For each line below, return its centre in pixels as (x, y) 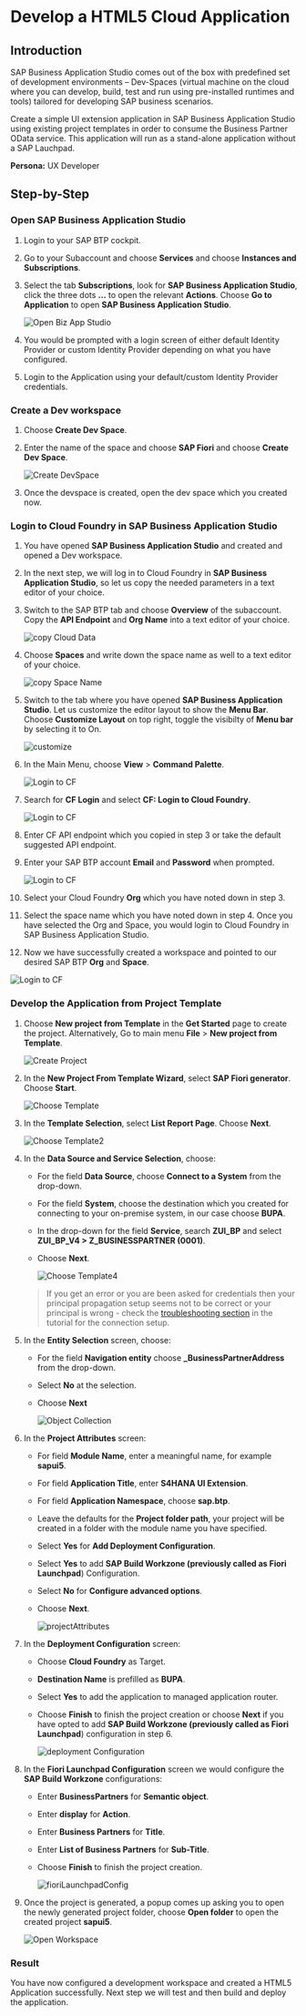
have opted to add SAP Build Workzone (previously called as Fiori (163, 1723)
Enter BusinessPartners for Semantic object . (123, 1796)
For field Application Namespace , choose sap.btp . (133, 1500)
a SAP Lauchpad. (43, 148)
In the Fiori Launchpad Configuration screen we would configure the (154, 1769)
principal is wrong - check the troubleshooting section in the (159, 1312)
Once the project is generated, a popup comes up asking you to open (154, 1902)
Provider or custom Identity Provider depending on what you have (147, 349)
